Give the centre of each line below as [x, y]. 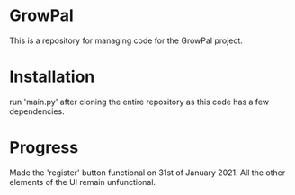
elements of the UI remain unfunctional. [82, 182]
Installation [52, 77]
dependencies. [37, 111]
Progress [44, 148]
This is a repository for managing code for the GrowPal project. [126, 40]
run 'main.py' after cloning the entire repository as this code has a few [139, 102]
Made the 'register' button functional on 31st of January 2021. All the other [147, 173]
